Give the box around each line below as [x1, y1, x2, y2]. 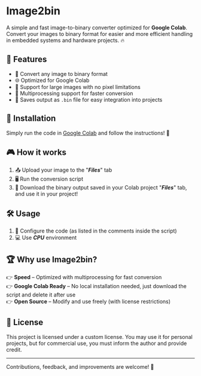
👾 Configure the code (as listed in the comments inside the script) [14, 227, 178, 234]
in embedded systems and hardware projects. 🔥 [6, 36, 124, 44]
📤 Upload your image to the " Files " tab [14, 166, 112, 174]
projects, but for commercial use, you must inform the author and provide [6, 340, 187, 347]
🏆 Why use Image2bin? [6, 254, 98, 264]
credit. [6, 346, 22, 353]
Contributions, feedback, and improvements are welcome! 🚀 [6, 363, 154, 370]
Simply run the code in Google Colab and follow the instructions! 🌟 [6, 129, 170, 136]
